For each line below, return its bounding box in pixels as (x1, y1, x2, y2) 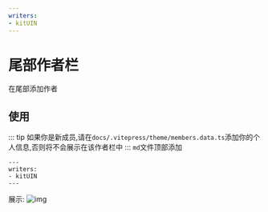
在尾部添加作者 (8, 84, 58, 94)
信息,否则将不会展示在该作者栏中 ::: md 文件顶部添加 (14, 142, 183, 152)
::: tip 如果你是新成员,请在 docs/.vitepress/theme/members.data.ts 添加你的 (8, 133, 254, 142)
